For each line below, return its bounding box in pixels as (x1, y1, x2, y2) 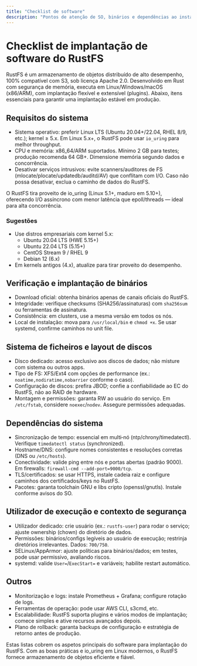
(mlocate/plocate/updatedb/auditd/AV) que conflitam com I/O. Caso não (14, 172, 189, 179)
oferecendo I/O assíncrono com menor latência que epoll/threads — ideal (6, 196, 184, 203)
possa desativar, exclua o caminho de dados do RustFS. (14, 178, 150, 185)
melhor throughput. (14, 141, 62, 148)
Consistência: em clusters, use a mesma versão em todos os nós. (14, 312, 173, 320)
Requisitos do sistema (6, 113, 89, 123)
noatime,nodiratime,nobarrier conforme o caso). (14, 376, 134, 383)
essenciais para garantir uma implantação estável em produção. (6, 96, 161, 103)
